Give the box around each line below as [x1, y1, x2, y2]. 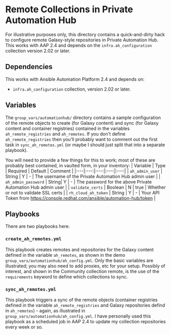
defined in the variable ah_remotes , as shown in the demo [5, 252, 126, 258]
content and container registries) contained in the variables [5, 125, 130, 131]
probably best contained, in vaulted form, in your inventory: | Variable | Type [5, 162, 166, 168]
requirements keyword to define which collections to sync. [5, 274, 128, 280]
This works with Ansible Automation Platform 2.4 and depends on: [5, 76, 144, 82]
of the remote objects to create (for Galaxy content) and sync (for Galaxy [5, 120, 159, 126]
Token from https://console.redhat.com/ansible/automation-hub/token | [5, 195, 156, 201]
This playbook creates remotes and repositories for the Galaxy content [5, 247, 154, 253]
